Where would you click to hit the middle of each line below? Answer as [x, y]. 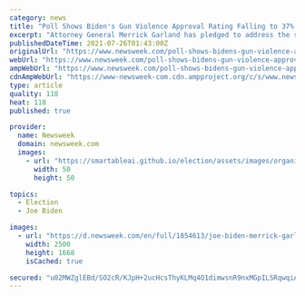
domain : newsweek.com [59, 144]
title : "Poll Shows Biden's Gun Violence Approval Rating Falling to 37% [152, 26]
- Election [38, 202]
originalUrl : [34, 52]
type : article [36, 85]
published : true [40, 111]
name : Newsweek [46, 136]
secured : [26, 278]
